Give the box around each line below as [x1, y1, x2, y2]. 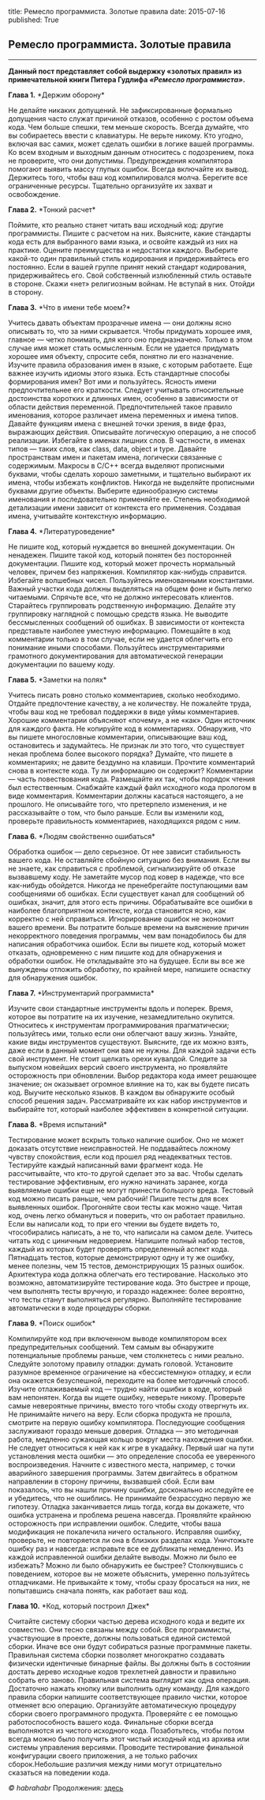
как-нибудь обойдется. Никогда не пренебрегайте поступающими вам [8, 880, 248, 890]
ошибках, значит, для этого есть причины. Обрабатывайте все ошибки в [8, 897, 253, 906]
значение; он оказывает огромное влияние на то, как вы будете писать [8, 1079, 250, 1088]
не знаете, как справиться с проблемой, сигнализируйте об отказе [8, 864, 236, 873]
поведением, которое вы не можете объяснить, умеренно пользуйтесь [8, 1569, 250, 1579]
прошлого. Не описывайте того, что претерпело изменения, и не [8, 799, 227, 809]
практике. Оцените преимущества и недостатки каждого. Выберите [8, 245, 238, 255]
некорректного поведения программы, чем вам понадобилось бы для [8, 931, 247, 940]
